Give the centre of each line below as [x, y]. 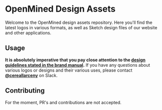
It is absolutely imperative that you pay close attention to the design [75, 60]
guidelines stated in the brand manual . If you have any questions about [78, 65]
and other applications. [28, 33]
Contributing [25, 91]
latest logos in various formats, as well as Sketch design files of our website [81, 27]
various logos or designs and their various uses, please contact [69, 70]
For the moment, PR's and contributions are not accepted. [63, 102]
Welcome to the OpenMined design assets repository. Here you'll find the [79, 22]
